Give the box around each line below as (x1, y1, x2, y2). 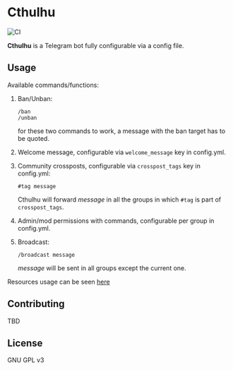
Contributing (7, 298, 65, 310)
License (7, 337, 43, 349)
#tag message (17, 183, 56, 190)
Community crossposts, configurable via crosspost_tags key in (17, 161, 201, 170)
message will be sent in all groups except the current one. (17, 263, 187, 272)
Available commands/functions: (7, 81, 99, 89)
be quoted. (17, 134, 49, 142)
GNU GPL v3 (7, 356, 44, 364)
